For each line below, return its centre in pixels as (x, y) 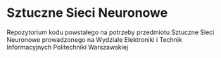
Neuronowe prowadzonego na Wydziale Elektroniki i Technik (94, 39)
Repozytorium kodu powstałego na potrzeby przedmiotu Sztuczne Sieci (110, 32)
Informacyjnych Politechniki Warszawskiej (67, 47)
